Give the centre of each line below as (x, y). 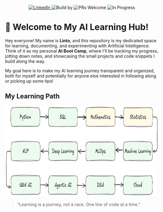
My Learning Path (32, 97)
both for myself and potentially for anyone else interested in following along (81, 76)
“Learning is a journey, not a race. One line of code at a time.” (79, 204)
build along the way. (25, 61)
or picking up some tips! (29, 81)
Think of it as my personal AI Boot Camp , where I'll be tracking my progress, (82, 51)
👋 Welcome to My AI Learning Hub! (77, 27)
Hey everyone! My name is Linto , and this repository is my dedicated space (81, 40)
